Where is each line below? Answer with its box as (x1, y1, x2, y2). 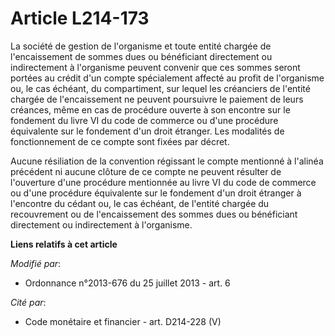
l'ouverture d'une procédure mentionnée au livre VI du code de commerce (10, 176, 317, 188)
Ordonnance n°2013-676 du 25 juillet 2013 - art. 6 (24, 277, 231, 289)
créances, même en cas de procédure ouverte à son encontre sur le (10, 103, 291, 116)
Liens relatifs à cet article (10, 238, 118, 250)
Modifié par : (10, 257, 62, 269)
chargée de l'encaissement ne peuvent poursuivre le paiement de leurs (10, 93, 304, 105)
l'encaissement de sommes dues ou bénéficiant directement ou (10, 50, 273, 62)
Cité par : (10, 296, 47, 308)
